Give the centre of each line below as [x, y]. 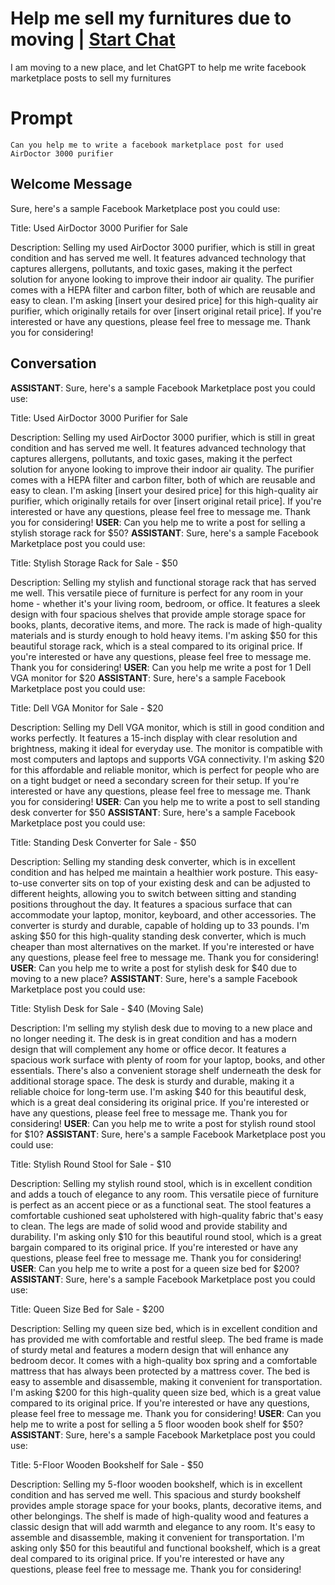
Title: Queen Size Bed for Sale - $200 [87, 1309]
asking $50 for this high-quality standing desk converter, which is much [158, 936]
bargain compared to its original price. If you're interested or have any [154, 1247]
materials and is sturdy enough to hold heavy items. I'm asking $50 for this [164, 635]
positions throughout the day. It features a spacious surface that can [151, 904]
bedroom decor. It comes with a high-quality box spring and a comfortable [164, 1360]
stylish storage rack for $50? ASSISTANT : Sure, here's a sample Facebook [164, 533]
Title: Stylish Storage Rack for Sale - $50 [94, 563]
